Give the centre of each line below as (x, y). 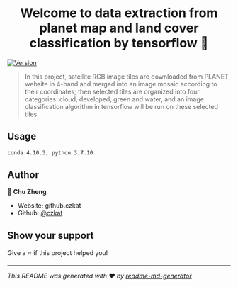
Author (23, 175)
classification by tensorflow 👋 (119, 43)
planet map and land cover (119, 28)
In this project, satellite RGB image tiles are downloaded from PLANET (126, 77)
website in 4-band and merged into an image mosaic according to (121, 84)
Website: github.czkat (49, 206)
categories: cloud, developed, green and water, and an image (114, 99)
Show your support (51, 235)
